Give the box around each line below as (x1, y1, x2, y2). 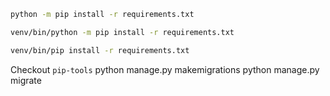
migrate (10, 74, 42, 86)
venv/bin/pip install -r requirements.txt (10, 45, 190, 55)
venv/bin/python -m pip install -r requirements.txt (10, 27, 235, 37)
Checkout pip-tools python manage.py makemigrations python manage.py (10, 63, 320, 75)
